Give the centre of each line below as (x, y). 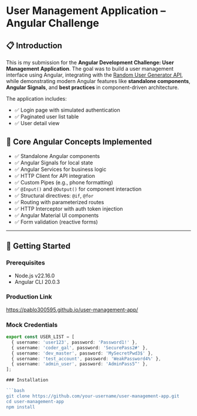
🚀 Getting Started (38, 246)
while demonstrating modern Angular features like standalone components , (98, 81)
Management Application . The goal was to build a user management (90, 69)
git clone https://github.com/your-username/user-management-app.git (93, 396)
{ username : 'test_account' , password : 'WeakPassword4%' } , (86, 359)
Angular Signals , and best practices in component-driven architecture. (93, 87)
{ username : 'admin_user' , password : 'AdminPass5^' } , (80, 364)
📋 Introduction (34, 45)
